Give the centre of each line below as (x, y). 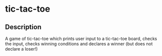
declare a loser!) (21, 49)
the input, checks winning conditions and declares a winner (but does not (79, 44)
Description (23, 27)
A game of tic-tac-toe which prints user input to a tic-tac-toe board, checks (81, 38)
